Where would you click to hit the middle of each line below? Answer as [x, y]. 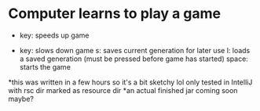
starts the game [45, 66]
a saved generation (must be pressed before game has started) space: [134, 59]
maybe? [21, 98]
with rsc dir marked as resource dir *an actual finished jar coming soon [123, 90]
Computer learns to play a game [115, 14]
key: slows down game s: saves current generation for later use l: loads [135, 50]
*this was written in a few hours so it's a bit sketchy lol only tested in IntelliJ [130, 82]
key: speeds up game [54, 35]
